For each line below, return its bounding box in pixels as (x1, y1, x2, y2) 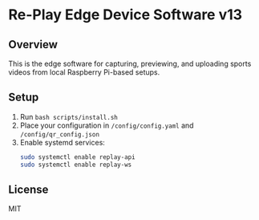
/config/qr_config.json (19, 130, 100, 138)
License (8, 182, 49, 196)
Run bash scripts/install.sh (19, 112, 118, 121)
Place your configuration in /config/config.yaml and (19, 120, 194, 130)
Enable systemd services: (19, 137, 106, 147)
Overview (8, 38, 59, 51)
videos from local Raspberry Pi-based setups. (8, 67, 160, 77)
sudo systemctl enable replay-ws (19, 161, 132, 169)
